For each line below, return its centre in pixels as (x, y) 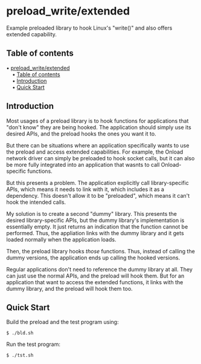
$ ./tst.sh (20, 356)
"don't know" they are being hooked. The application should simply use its (99, 127)
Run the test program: (33, 344)
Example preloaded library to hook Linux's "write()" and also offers (89, 28)
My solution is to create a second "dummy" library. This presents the (91, 213)
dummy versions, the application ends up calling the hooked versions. (93, 258)
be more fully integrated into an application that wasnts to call (83, 164)
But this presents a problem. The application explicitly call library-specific (97, 183)
